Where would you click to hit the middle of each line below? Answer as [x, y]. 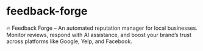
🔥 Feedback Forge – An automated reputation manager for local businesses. [102, 28]
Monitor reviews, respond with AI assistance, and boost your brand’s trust [99, 35]
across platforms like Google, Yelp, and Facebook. [69, 41]
